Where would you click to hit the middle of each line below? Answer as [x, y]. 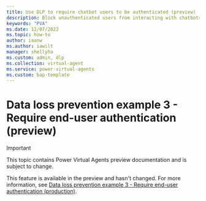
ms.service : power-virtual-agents [51, 69]
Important [19, 148]
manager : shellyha [30, 52]
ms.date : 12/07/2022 [33, 29]
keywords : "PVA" [27, 23]
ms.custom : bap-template [38, 75]
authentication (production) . [42, 191]
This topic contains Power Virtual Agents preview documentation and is [97, 160]
